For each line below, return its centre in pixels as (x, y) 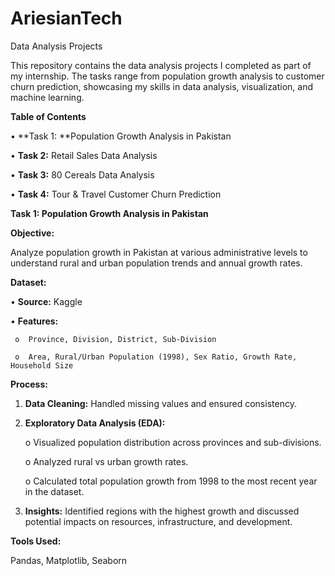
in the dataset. (54, 491)
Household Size (42, 365)
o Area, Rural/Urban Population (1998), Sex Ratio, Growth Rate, (156, 357)
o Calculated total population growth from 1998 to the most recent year (171, 481)
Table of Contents (48, 116)
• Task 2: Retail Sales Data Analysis (84, 155)
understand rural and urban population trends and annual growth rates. (156, 263)
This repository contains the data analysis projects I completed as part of (161, 65)
